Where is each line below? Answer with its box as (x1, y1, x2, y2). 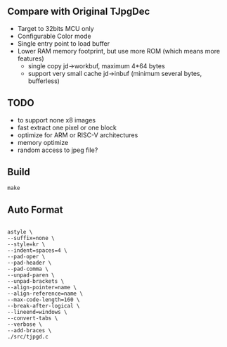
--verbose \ (7, 321, 42, 328)
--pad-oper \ (7, 253, 46, 260)
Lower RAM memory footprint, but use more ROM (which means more (17, 46, 220, 55)
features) (17, 54, 44, 63)
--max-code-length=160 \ (7, 296, 80, 303)
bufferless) (27, 77, 60, 85)
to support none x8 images (17, 115, 96, 124)
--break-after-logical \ (7, 303, 80, 310)
